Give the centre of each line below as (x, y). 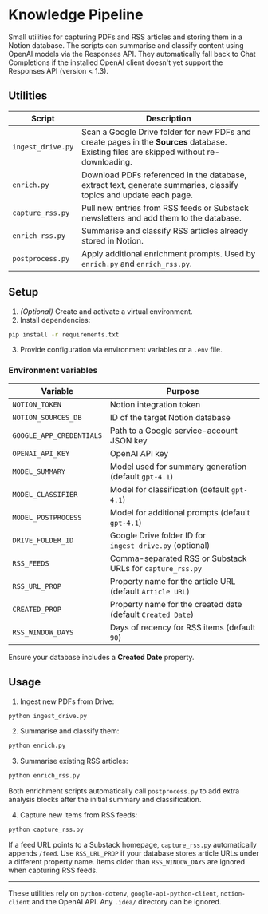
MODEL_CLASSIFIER (45, 494)
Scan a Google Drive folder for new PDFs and (166, 132)
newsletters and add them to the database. (161, 217)
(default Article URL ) (150, 591)
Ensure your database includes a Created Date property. (101, 657)
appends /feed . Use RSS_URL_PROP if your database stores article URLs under (134, 853)
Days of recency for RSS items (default (183, 627)
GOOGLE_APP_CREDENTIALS (57, 435)
